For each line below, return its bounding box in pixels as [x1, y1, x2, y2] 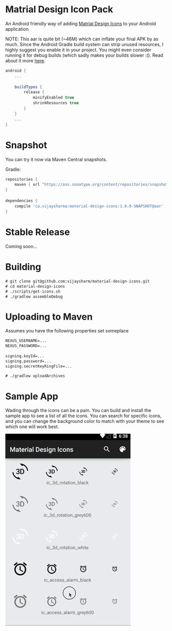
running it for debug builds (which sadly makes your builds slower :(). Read [5, 52, 163, 58]
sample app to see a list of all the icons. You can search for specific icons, [5, 413, 162, 419]
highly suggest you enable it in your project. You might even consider [5, 47, 152, 53]
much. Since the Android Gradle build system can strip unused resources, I [5, 41, 164, 47]
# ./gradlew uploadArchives [5, 373, 66, 379]
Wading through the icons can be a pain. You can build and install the [5, 408, 152, 414]
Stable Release [5, 226, 70, 238]
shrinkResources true [32, 101, 79, 106]
